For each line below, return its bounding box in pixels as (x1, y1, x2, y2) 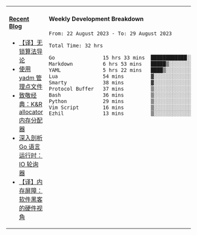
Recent (9, 15, 29, 23)
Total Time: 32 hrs (49, 42, 103, 49)
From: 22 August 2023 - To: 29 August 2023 (49, 30, 172, 37)
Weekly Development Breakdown (49, 15, 144, 23)
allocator (19, 108, 43, 116)
